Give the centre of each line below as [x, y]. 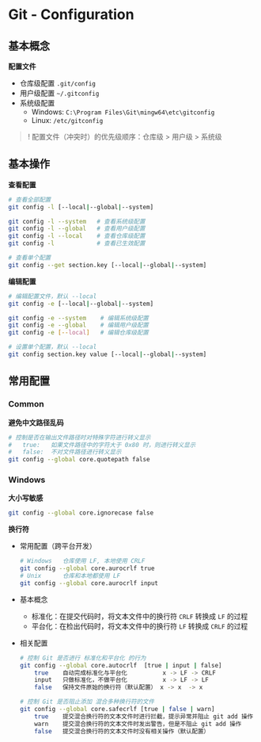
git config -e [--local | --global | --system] [81, 304]
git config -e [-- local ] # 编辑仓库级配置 [78, 333]
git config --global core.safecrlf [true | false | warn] [117, 709]
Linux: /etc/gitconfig [67, 120]
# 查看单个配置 [30, 258]
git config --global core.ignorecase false [81, 513]
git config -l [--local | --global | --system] [81, 207]
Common [26, 404]
